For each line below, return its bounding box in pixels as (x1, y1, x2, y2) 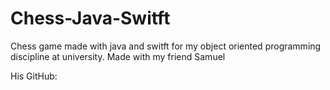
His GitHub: (10, 70, 58, 82)
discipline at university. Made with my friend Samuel (10, 50, 226, 62)
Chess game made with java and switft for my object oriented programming (10, 40, 322, 52)
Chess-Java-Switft (10, 7, 171, 30)
